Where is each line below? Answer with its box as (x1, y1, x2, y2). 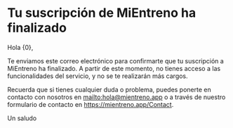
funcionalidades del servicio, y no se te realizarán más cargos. (7, 72, 188, 80)
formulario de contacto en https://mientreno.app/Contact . (7, 100, 174, 108)
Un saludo (7, 114, 37, 122)
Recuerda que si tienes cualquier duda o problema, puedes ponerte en (7, 85, 212, 94)
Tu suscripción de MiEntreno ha (7, 5, 197, 21)
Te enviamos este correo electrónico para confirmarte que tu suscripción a (7, 56, 225, 65)
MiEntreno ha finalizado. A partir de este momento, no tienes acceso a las (7, 64, 221, 72)
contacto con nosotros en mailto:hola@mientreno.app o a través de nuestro (7, 93, 226, 101)
